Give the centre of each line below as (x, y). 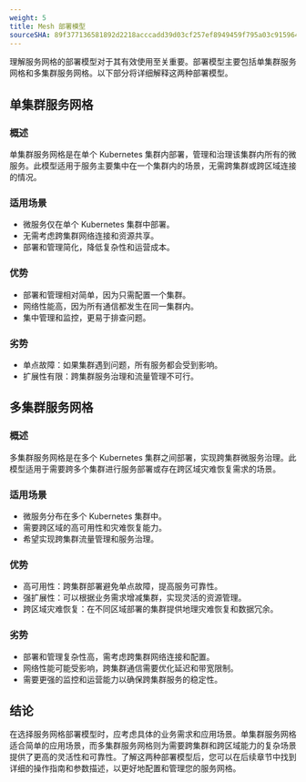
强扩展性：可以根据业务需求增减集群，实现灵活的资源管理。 (134, 598)
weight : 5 (28, 18)
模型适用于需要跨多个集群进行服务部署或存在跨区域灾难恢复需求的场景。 (145, 469)
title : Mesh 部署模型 (48, 26)
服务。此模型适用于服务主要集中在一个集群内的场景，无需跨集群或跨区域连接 (153, 166)
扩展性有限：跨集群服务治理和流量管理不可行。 (110, 376)
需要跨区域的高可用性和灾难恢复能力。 (94, 527)
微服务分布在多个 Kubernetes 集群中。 (94, 516)
